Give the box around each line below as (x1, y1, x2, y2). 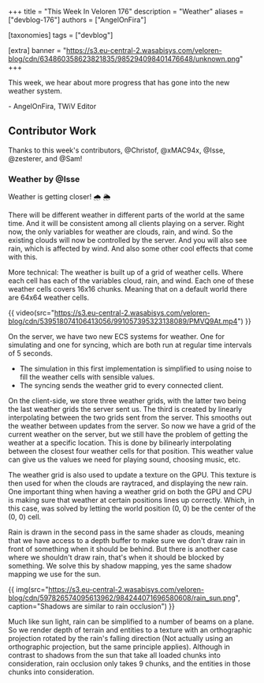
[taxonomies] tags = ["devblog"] (8, 31, 113, 40)
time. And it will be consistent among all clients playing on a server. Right (8, 219, 245, 228)
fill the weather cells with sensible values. (19, 372, 155, 382)
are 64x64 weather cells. (8, 292, 89, 303)
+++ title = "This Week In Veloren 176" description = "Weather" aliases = (8, 7, 244, 16)
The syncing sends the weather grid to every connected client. (19, 381, 224, 391)
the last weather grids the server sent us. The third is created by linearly (8, 405, 243, 414)
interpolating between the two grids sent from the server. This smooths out (8, 413, 252, 422)
